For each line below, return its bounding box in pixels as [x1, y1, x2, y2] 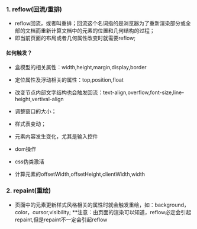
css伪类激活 [14, 158, 44, 165]
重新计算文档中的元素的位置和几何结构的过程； [40, 27, 155, 34]
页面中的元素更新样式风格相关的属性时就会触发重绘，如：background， [14, 201, 189, 208]
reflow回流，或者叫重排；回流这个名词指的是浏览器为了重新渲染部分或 [14, 20, 186, 27]
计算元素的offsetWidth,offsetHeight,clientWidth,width [14, 170, 145, 178]
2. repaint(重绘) [6, 186, 51, 195]
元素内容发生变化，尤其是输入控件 [14, 133, 98, 140]
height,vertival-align [14, 95, 64, 102]
